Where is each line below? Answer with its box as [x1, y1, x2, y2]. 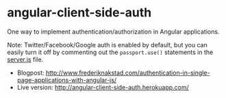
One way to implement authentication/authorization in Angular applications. [7, 27, 220, 36]
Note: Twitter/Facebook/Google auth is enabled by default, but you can [7, 40, 208, 49]
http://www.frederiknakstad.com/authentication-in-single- [45, 69, 210, 77]
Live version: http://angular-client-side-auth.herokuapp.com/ [16, 83, 190, 91]
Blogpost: [16, 69, 45, 77]
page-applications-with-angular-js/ [16, 75, 117, 84]
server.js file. [7, 55, 44, 63]
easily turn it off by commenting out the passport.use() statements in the [7, 48, 214, 56]
